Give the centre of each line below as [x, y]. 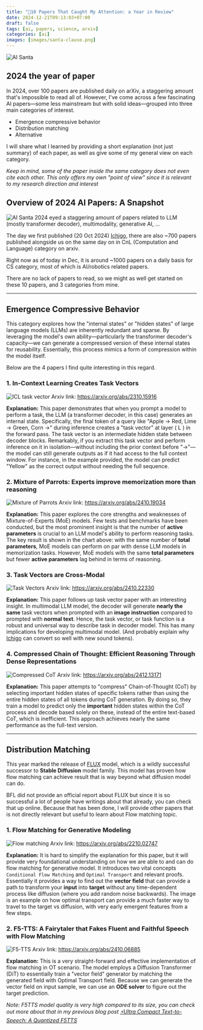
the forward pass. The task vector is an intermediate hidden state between [99, 434]
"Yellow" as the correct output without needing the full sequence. [88, 466]
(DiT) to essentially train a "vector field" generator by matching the [89, 974]
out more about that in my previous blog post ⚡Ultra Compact [83, 1012]
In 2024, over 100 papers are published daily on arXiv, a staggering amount [100, 91]
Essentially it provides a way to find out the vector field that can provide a [98, 881]
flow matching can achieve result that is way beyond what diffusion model [98, 777]
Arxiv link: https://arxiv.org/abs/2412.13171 [109, 674]
